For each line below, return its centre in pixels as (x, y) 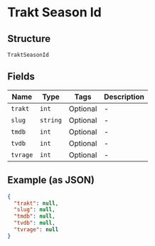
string (51, 120)
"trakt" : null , (36, 203)
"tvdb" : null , (34, 223)
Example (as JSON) (51, 180)
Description (124, 97)
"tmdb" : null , (34, 216)
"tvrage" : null (36, 230)
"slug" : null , (34, 210)
